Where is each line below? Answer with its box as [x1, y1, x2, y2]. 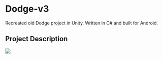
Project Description [5, 35, 68, 43]
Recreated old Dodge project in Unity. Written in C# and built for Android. [5, 20, 158, 26]
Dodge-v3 [5, 3, 49, 15]
